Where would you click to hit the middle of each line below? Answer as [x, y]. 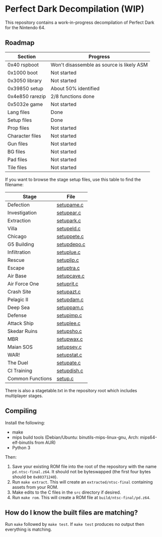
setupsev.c [69, 347]
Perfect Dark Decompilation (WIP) [75, 9]
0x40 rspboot [23, 65]
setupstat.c [69, 355]
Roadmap [20, 43]
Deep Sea [19, 307]
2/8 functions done [73, 96]
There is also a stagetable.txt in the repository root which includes [71, 390]
